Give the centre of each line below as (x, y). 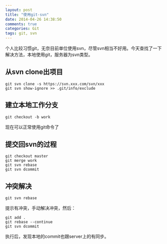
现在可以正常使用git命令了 (32, 127)
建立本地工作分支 (32, 105)
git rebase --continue (29, 222)
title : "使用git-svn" (27, 15)
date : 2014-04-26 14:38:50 (33, 19)
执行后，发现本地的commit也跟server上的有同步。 (57, 236)
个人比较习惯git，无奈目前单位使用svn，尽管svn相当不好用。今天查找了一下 (83, 48)
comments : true (21, 24)
